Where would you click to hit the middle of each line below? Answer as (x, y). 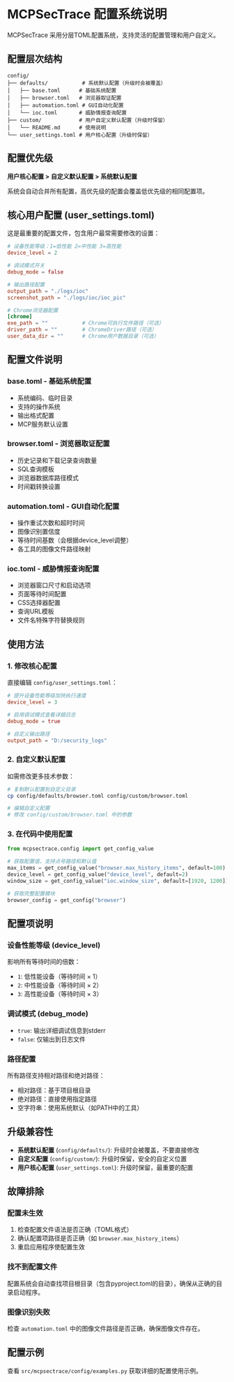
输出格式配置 (36, 415)
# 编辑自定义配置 (29, 808)
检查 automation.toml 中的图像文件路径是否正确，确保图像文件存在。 (106, 1328)
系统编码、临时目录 (45, 398)
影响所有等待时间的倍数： (44, 962)
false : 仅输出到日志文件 (51, 1039)
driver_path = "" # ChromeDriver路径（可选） (82, 330)
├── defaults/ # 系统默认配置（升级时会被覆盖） (87, 83)
